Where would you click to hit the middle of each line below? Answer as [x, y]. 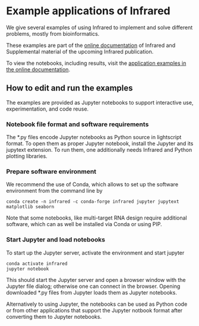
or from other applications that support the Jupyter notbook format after [94, 310]
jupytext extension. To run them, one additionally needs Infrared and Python [99, 150]
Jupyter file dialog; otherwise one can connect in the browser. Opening [93, 286]
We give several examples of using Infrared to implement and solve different [99, 27]
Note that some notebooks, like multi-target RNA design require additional [97, 218]
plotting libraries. [27, 156]
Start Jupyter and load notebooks [56, 240]
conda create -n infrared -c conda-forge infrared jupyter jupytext [93, 202]
